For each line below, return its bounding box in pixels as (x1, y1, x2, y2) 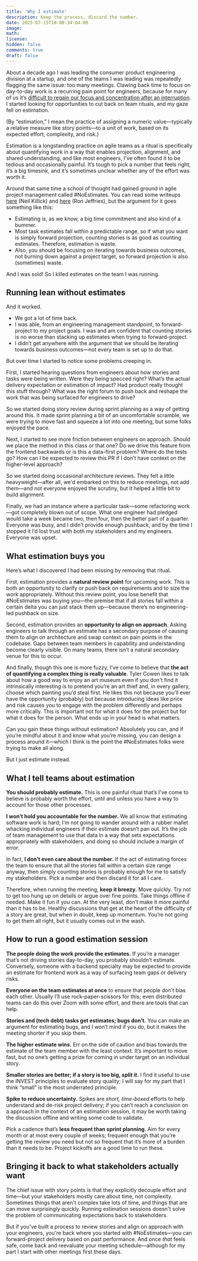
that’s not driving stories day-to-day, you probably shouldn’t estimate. (6, 956, 176, 963)
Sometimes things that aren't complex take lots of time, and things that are (6, 1199, 188, 1206)
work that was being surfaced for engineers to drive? (6, 394, 136, 401)
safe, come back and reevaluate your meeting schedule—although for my (6, 1241, 185, 1249)
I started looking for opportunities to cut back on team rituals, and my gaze (6, 100, 189, 107)
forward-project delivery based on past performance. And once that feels (6, 1236, 186, 1243)
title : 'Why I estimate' (6, 8, 67, 15)
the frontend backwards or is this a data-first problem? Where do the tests (6, 448, 187, 456)
